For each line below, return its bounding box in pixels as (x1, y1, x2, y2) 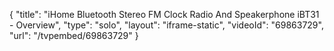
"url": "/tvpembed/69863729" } (9, 30, 139, 41)
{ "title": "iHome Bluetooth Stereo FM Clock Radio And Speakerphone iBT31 (9, 9, 320, 20)
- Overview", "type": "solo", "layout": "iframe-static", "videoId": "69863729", (9, 19, 324, 31)
